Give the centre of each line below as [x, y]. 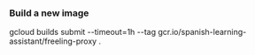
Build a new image [49, 13]
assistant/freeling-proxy [53, 41]
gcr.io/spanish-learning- [202, 32]
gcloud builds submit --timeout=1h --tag [83, 32]
